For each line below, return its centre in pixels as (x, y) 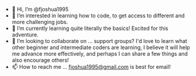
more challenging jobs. (40, 22)
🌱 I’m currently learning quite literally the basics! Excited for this (90, 28)
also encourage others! (40, 60)
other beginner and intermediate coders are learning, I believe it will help (101, 47)
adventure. (25, 35)
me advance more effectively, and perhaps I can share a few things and (100, 54)
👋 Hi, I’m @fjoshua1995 (40, 9)
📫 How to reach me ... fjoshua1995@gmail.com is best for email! (91, 67)
